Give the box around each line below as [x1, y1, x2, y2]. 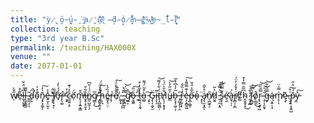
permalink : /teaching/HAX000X [10, 42, 137, 53]
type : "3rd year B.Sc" [10, 33, 105, 43]
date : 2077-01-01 [10, 61, 83, 71]
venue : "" [10, 52, 52, 62]
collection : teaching [10, 24, 101, 34]
